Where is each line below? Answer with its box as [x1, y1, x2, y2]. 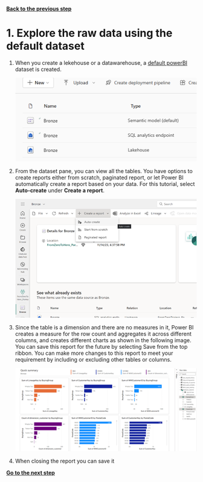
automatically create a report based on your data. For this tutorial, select [14, 180, 195, 188]
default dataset [6, 39, 85, 53]
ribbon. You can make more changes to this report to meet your [14, 349, 173, 357]
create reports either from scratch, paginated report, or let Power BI [14, 174, 184, 181]
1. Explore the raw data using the [6, 27, 173, 40]
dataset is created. [14, 65, 62, 73]
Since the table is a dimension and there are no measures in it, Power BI [14, 323, 194, 331]
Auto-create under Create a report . [14, 187, 105, 194]
